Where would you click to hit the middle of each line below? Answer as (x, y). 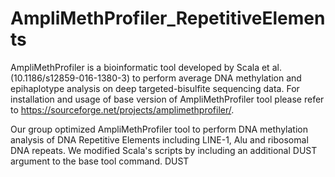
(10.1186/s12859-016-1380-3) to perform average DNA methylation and (156, 78)
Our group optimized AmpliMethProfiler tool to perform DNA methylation (159, 129)
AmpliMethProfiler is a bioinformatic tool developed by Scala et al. (146, 67)
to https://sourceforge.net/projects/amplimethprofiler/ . (122, 109)
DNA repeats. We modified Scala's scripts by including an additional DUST (164, 150)
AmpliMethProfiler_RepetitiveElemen (168, 18)
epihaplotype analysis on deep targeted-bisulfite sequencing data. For (155, 88)
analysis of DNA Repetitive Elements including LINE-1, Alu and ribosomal (159, 139)
